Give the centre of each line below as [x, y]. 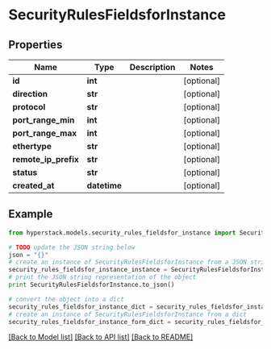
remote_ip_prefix [46, 159]
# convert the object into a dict [67, 299]
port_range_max [45, 133]
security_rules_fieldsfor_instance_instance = [88, 270]
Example [31, 214]
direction [30, 94]
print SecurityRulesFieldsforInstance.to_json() [92, 285]
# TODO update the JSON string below [72, 247]
